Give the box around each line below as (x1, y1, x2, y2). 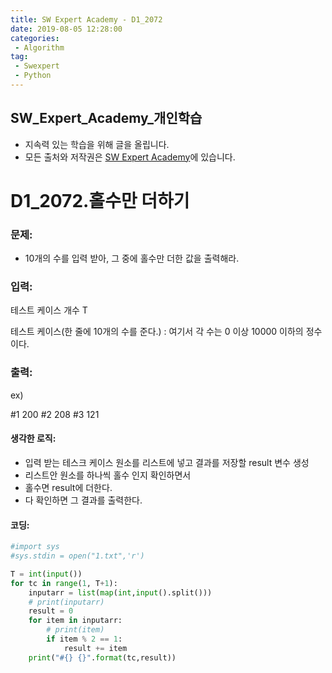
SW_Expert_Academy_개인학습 (10, 110, 203, 127)
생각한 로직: (10, 432, 57, 445)
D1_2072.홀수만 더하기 (10, 189, 190, 212)
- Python (14, 71, 52, 81)
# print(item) (46, 625, 105, 635)
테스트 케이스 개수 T (10, 304, 88, 316)
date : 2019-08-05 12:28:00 (10, 24, 123, 34)
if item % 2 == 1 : (46, 634, 123, 645)
